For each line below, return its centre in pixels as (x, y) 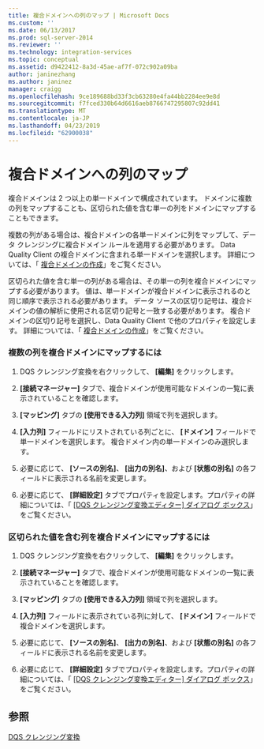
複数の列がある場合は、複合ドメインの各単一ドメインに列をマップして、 (125, 235)
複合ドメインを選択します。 (64, 626)
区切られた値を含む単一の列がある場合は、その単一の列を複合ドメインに (125, 280)
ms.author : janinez (40, 81)
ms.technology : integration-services (70, 52)
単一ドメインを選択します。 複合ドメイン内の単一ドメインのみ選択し (131, 441)
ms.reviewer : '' (35, 45)
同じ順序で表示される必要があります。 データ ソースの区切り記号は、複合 (127, 300)
